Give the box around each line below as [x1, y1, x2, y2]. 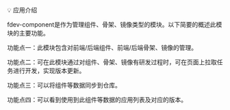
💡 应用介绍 [7, 6, 38, 14]
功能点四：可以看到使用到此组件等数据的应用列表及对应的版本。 [7, 96, 187, 104]
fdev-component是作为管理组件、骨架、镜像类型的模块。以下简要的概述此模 [7, 20, 222, 29]
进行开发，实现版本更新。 [12, 67, 86, 74]
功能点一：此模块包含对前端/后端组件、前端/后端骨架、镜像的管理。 [7, 44, 198, 51]
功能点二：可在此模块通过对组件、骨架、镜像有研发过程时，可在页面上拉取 [7, 58, 217, 66]
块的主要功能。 [7, 29, 49, 37]
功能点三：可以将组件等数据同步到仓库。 [7, 81, 121, 89]
